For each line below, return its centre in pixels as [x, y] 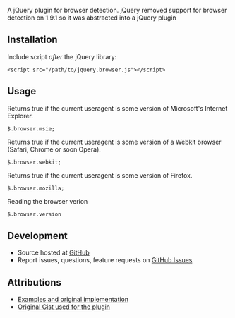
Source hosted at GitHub [53, 252]
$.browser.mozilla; [36, 188]
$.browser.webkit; [34, 162]
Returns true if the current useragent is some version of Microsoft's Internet [117, 108]
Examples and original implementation [73, 300]
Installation [32, 40]
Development [38, 236]
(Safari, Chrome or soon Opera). [54, 149]
